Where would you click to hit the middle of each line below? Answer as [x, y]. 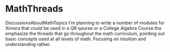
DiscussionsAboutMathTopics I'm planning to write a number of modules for [85, 23]
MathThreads [34, 9]
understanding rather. [28, 44]
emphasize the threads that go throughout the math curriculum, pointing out [85, 33]
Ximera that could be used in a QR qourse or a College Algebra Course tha [83, 28]
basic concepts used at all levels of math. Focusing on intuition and [76, 39]
